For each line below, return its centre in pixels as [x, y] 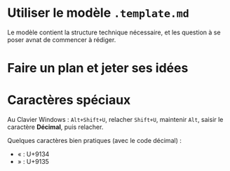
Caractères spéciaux [69, 100]
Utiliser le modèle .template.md [98, 13]
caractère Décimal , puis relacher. [55, 127]
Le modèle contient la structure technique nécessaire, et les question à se [114, 32]
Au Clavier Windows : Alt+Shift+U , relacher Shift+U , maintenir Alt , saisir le [115, 120]
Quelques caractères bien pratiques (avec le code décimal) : [95, 141]
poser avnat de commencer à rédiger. [62, 39]
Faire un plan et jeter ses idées [98, 68]
